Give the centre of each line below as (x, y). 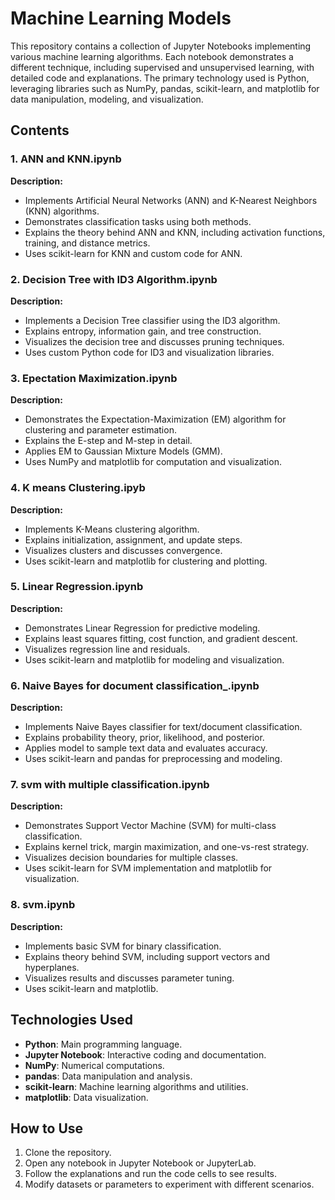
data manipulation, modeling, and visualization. (107, 99)
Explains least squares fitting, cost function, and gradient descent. (161, 638)
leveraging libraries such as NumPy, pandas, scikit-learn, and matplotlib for (165, 88)
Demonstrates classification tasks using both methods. (138, 221)
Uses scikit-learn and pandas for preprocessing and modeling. (153, 759)
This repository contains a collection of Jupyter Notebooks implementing (161, 46)
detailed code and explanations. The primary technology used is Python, (160, 78)
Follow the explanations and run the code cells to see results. (151, 1174)
